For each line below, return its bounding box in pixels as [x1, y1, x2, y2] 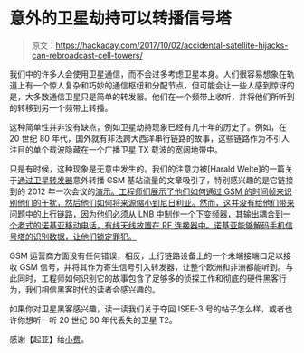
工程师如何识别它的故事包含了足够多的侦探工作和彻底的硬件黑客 [40, 273, 279, 283]
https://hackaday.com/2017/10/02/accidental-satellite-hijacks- [55, 40, 289, 51]
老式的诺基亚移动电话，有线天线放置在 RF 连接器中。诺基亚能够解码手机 [16, 219, 286, 230]
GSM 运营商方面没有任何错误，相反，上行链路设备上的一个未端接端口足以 [9, 250, 284, 261]
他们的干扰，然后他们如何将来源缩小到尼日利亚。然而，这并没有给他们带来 [16, 197, 295, 208]
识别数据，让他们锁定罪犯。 [33, 231, 137, 242]
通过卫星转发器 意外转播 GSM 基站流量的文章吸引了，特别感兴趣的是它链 [17, 174, 286, 185]
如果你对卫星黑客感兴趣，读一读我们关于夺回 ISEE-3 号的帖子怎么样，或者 [9, 303, 285, 314]
